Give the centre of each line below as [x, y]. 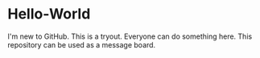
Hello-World [49, 14]
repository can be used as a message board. [82, 44]
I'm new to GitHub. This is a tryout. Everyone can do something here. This [130, 36]
